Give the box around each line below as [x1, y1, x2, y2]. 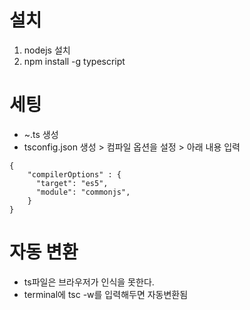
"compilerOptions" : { [27, 169, 122, 180]
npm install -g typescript [23, 55, 126, 67]
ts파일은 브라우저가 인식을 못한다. [23, 276, 155, 288]
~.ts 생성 [23, 128, 59, 140]
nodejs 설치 [23, 44, 71, 56]
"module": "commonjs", [35, 187, 131, 197]
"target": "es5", [35, 178, 109, 188]
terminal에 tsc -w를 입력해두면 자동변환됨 [23, 288, 189, 300]
